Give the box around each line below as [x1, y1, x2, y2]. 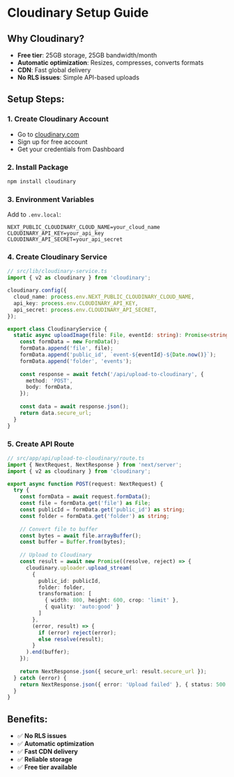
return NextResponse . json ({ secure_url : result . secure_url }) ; [19, 668, 208, 675]
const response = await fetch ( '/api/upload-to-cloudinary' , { [19, 370, 204, 377]
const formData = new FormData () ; [19, 338, 120, 345]
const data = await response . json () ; [19, 403, 130, 410]
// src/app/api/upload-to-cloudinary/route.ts [7, 455, 145, 462]
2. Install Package [7, 162, 68, 172]
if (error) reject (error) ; [38, 629, 117, 636]
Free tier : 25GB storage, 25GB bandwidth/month [17, 51, 157, 59]
